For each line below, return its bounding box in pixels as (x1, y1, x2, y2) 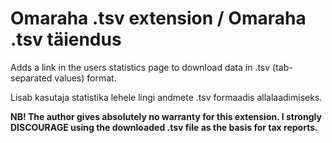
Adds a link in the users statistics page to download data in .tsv (10, 61, 271, 73)
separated (10, 72, 53, 84)
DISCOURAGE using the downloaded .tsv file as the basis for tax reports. (10, 121, 318, 133)
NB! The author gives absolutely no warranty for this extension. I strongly (10, 110, 322, 122)
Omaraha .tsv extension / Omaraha (10, 7, 307, 30)
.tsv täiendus (10, 28, 122, 51)
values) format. (54, 72, 117, 84)
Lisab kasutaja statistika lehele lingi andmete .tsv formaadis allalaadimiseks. (10, 91, 323, 103)
